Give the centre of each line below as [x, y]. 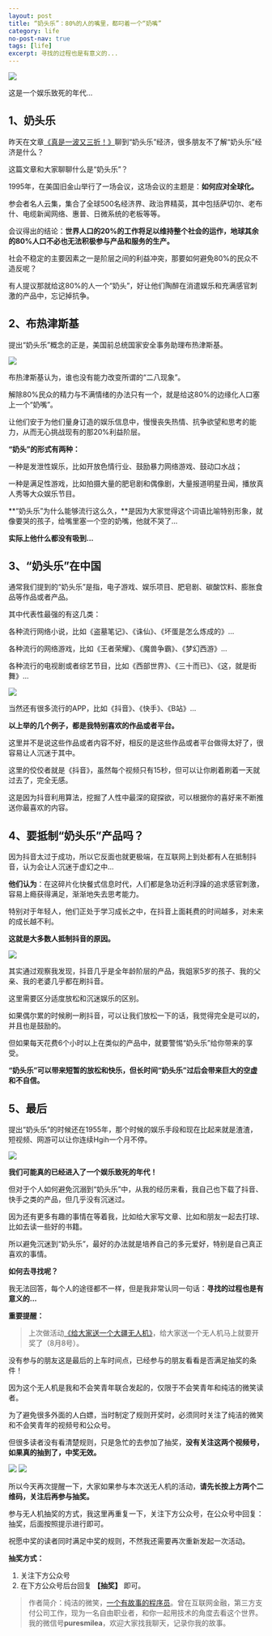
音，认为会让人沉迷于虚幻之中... [62, 867]
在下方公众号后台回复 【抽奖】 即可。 [83, 1586]
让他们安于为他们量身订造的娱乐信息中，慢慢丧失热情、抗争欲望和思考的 [129, 421]
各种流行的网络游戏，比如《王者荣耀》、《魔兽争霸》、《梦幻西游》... [118, 649]
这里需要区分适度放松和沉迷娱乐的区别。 [76, 999]
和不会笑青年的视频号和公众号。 [62, 1425]
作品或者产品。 [47, 597]
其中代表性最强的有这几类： [55, 614]
